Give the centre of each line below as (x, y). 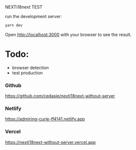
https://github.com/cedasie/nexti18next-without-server (60, 96)
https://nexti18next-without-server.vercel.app (51, 142)
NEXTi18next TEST (24, 7)
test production (27, 73)
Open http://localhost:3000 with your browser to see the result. (68, 34)
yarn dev (14, 25)
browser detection (30, 67)
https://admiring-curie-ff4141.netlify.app (45, 119)
